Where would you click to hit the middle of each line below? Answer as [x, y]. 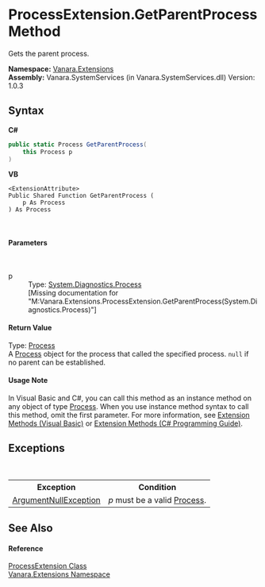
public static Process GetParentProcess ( [78, 145]
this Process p [48, 152]
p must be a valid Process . [157, 500]
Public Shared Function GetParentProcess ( [81, 196]
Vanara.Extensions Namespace [60, 574]
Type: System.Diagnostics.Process [85, 284]
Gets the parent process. [49, 53]
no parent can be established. [57, 362]
